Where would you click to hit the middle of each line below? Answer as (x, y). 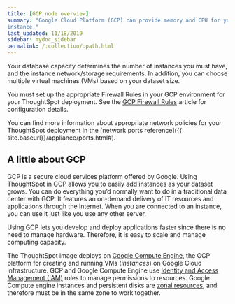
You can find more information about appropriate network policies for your (114, 123)
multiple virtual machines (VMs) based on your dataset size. (94, 81)
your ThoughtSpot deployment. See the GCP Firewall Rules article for (107, 102)
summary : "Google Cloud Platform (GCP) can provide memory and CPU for (114, 20)
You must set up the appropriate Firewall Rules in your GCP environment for (116, 94)
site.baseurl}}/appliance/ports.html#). (62, 138)
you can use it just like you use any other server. (77, 213)
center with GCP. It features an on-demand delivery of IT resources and (111, 198)
